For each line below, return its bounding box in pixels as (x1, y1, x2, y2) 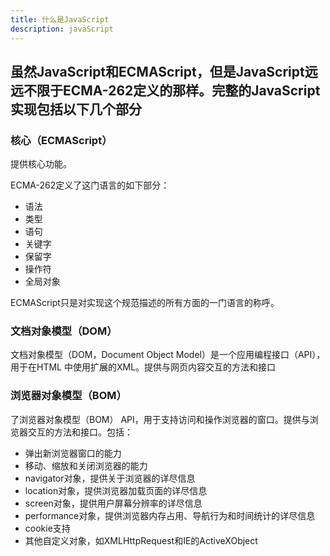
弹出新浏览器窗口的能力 (24, 447, 122, 459)
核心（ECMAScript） (10, 133, 113, 147)
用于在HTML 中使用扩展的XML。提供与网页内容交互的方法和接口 (10, 361, 277, 373)
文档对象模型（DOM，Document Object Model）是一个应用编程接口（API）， (10, 349, 326, 361)
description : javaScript (10, 24, 114, 34)
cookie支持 (24, 522, 71, 534)
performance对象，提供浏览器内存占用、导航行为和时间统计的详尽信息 (24, 509, 316, 521)
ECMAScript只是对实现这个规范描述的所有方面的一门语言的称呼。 (10, 297, 280, 309)
